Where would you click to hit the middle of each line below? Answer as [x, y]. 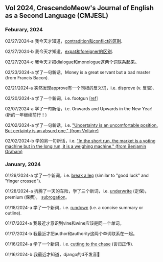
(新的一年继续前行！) [26, 115]
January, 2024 [23, 164]
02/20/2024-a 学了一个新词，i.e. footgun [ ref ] [52, 98]
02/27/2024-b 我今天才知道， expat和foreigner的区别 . [59, 51]
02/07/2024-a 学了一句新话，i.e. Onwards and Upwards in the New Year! [79, 108]
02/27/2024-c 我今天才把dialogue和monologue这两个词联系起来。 [72, 62]
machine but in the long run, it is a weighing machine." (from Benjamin [76, 146]
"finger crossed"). [23, 181]
